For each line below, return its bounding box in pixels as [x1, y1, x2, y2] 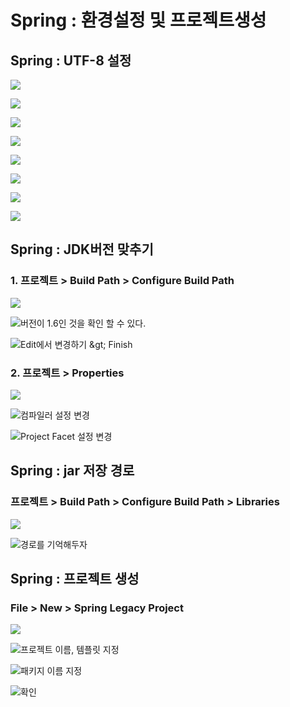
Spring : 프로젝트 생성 [10, 571, 140, 588]
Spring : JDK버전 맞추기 [10, 241, 154, 258]
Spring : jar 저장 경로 [10, 462, 135, 480]
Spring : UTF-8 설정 [10, 52, 132, 69]
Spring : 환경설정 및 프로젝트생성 [10, 9, 267, 32]
